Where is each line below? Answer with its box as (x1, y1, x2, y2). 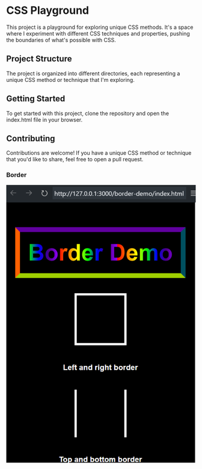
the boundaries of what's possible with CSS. (6, 36, 116, 43)
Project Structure (6, 54, 72, 64)
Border (6, 171, 27, 179)
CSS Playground (6, 4, 89, 17)
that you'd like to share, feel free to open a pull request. (6, 156, 144, 163)
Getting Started (6, 94, 66, 104)
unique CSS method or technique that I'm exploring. (6, 76, 135, 83)
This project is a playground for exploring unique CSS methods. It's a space (6, 23, 194, 31)
